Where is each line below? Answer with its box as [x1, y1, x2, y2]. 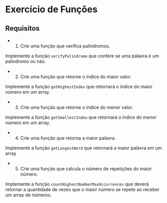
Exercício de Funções [5, 4, 98, 15]
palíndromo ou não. [5, 58, 46, 64]
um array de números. [5, 192, 52, 198]
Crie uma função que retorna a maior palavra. [20, 135, 116, 141]
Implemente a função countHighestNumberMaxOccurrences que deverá [5, 181, 149, 187]
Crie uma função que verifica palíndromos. [20, 43, 110, 49]
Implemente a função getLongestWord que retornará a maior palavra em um [5, 145, 162, 151]
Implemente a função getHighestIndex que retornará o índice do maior [5, 83, 153, 89]
